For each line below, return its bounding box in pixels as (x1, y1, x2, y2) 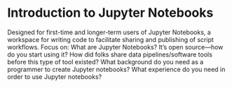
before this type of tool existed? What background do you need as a (7, 57, 204, 66)
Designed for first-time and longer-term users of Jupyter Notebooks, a (7, 28, 212, 36)
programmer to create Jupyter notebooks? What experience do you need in (7, 65, 226, 73)
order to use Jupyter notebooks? (7, 72, 102, 81)
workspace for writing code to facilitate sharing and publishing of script (7, 35, 214, 43)
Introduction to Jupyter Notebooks (7, 5, 214, 21)
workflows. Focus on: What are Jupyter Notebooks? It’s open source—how (7, 43, 224, 51)
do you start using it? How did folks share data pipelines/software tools (7, 50, 212, 59)
